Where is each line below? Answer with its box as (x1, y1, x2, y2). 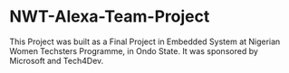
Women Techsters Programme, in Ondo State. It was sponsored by (9, 45, 258, 56)
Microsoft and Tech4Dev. (9, 55, 104, 66)
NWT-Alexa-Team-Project (9, 6, 210, 27)
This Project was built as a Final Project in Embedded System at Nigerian (9, 36, 281, 47)
